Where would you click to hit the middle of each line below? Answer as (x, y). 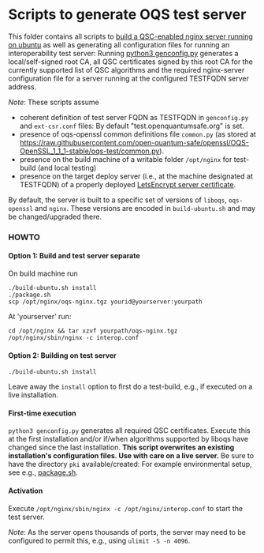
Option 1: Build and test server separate (74, 256)
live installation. (33, 395)
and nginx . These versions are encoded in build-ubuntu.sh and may (145, 208)
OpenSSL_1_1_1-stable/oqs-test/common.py (89, 151)
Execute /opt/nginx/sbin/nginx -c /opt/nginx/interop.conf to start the (125, 508)
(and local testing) (67, 167)
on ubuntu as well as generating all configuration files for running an (119, 44)
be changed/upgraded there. (55, 216)
